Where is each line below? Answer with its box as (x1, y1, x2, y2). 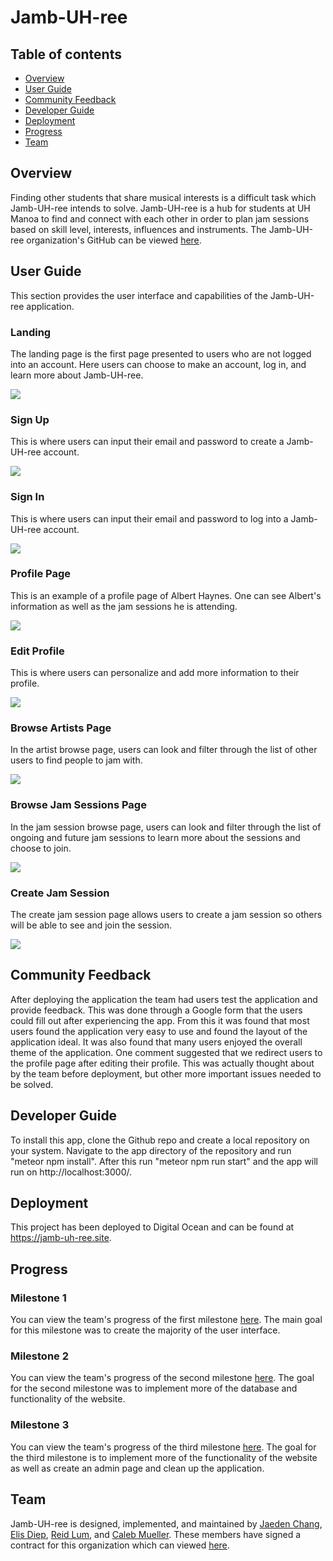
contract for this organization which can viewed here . (10, 1539, 230, 1551)
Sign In (10, 490, 45, 504)
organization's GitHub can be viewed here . (26, 234, 202, 246)
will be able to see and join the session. (10, 919, 172, 931)
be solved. (10, 1078, 54, 1090)
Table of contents (10, 46, 122, 63)
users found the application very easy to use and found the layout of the (10, 1025, 308, 1037)
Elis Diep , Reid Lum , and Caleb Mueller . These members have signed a (10, 1528, 302, 1540)
